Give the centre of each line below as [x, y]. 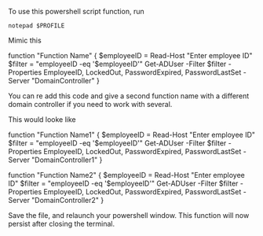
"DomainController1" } [67, 160]
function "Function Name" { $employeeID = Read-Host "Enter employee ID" [130, 55]
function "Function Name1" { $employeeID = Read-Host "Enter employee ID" [132, 135]
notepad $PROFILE [37, 26]
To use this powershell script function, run [76, 11]
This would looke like [42, 120]
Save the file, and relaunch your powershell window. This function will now [129, 215]
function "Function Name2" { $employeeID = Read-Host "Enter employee [127, 175]
